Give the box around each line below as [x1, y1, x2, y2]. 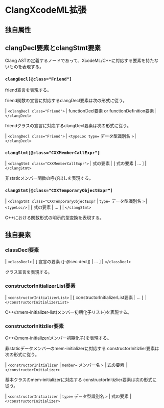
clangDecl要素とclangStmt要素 [5, 44, 101, 52]
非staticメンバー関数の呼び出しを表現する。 [5, 175, 94, 181]
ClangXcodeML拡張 [5, 4, 87, 16]
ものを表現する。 [9, 64, 44, 70]
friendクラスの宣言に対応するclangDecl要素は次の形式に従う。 [5, 122, 131, 128]
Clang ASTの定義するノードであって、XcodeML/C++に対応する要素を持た [5, 57, 154, 64]
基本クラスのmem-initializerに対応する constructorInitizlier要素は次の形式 [5, 377, 153, 382]
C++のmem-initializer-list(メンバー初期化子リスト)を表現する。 [5, 309, 132, 315]
